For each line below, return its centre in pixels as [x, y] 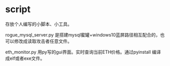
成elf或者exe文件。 [25, 58]
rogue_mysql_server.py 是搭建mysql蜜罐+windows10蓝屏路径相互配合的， [83, 35]
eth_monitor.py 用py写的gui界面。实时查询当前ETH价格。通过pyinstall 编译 [83, 52]
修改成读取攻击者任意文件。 [43, 41]
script [18, 9]
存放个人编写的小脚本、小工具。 [39, 24]
